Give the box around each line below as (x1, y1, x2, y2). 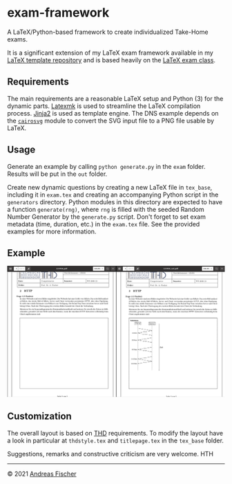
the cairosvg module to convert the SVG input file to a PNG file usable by (7, 116, 215, 125)
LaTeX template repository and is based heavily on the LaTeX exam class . (7, 55, 216, 64)
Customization (7, 411, 72, 422)
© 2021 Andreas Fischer (7, 469, 77, 478)
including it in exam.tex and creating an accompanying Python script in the (7, 190, 219, 199)
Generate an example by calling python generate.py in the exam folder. (7, 162, 206, 170)
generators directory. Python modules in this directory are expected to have (7, 197, 223, 206)
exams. (7, 35, 28, 43)
